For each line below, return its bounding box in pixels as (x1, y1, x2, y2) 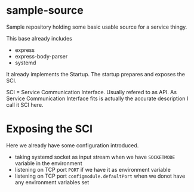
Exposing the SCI (6, 122, 93, 136)
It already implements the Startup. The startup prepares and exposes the (6, 70, 186, 78)
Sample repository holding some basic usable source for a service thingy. (6, 23, 187, 30)
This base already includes (6, 35, 73, 42)
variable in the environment (14, 159, 82, 167)
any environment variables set (14, 178, 90, 185)
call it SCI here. (6, 101, 44, 108)
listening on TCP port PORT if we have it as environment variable (14, 166, 171, 173)
